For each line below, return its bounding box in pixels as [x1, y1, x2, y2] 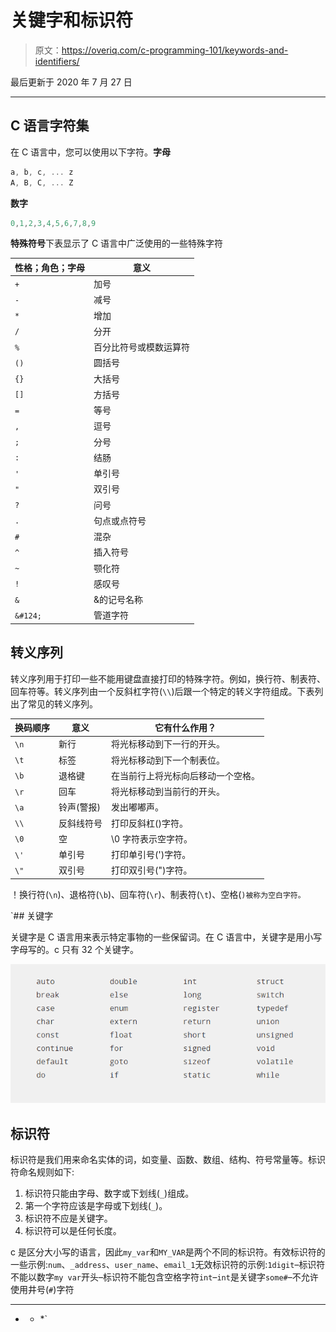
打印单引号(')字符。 [111, 849, 192, 861]
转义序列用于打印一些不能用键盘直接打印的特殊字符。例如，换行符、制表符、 [10, 672, 326, 685]
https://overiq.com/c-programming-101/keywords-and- [61, 44, 289, 56]
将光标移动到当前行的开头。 [111, 786, 225, 798]
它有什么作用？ [154, 722, 217, 734]
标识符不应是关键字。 [24, 1212, 113, 1225]
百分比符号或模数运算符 [93, 341, 190, 353]
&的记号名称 [93, 594, 144, 606]
